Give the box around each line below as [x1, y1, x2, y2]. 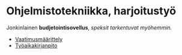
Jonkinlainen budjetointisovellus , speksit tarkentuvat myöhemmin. [6, 24, 172, 31]
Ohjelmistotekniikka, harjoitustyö [6, 4, 176, 18]
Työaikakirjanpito [14, 42, 58, 49]
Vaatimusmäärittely [14, 35, 63, 42]
